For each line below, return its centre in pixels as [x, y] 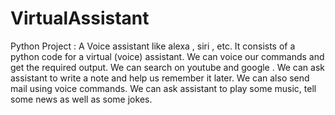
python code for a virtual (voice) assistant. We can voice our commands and [167, 56]
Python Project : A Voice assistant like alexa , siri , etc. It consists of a [153, 46]
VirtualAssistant [80, 18]
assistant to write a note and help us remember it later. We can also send [160, 78]
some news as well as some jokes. [81, 99]
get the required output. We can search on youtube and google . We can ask [168, 67]
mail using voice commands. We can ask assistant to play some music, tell [163, 88]
